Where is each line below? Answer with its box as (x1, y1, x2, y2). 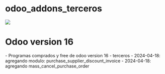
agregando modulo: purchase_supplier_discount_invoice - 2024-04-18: (5, 58, 151, 64)
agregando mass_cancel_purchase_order (5, 63, 89, 69)
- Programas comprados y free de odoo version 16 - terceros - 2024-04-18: (5, 52, 161, 58)
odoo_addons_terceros (5, 3, 102, 14)
